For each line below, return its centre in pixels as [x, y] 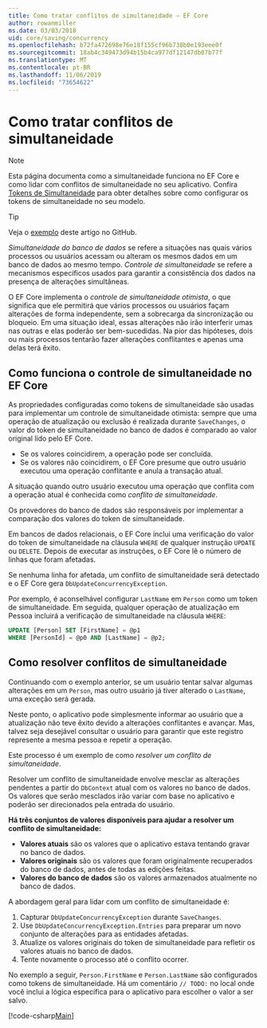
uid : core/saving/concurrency [59, 38]
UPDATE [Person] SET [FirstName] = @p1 [75, 630]
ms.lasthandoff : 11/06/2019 [55, 75]
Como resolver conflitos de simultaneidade [118, 663]
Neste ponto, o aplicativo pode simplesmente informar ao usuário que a [126, 714]
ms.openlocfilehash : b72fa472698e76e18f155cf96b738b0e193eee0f [116, 45]
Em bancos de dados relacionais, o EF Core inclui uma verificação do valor [131, 534]
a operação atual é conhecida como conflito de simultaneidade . [113, 495]
